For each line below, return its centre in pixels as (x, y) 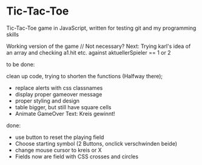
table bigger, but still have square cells (63, 107)
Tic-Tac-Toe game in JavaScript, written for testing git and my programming (101, 28)
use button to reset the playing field (59, 137)
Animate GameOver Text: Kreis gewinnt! (65, 113)
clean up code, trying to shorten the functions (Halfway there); (85, 76)
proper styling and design (47, 101)
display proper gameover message (59, 94)
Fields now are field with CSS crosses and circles (76, 157)
